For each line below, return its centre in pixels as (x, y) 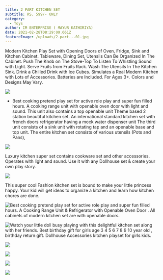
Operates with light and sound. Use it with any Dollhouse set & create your (80, 161)
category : (15, 19)
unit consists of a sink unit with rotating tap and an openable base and (83, 127)
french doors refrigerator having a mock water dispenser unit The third (84, 122)
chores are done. (22, 195)
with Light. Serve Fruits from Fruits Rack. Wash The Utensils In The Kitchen (81, 66)
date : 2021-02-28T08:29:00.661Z (38, 32)
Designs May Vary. (24, 82)
